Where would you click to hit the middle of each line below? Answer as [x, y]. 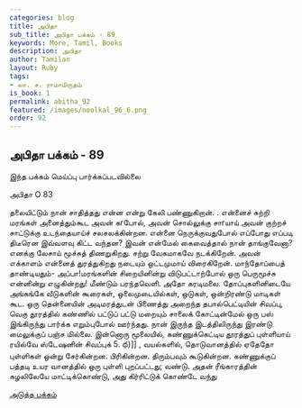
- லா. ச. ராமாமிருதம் [46, 85]
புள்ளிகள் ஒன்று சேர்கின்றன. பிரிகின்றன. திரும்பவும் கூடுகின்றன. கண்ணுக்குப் [142, 356]
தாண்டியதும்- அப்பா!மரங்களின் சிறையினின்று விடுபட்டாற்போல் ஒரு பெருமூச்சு [143, 273]
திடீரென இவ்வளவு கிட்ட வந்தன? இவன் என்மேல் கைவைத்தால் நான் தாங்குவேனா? [151, 242]
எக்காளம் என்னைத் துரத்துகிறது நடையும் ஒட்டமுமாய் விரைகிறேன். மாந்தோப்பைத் [147, 263]
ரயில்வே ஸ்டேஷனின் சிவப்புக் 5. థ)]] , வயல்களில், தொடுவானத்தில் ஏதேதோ [142, 344]
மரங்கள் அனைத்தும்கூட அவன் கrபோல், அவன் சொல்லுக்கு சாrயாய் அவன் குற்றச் [148, 222]
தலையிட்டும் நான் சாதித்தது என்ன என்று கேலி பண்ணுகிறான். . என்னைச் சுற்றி [140, 212]
